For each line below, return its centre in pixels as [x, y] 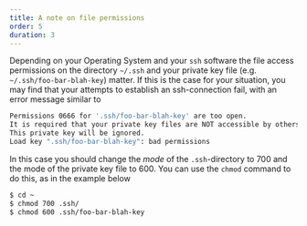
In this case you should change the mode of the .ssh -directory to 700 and [148, 159]
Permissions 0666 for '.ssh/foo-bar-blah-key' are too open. [128, 116]
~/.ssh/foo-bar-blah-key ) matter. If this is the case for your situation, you [148, 80]
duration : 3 [32, 35]
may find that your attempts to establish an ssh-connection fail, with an [143, 90]
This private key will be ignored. [77, 133]
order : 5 [26, 26]
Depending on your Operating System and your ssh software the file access [152, 61]
